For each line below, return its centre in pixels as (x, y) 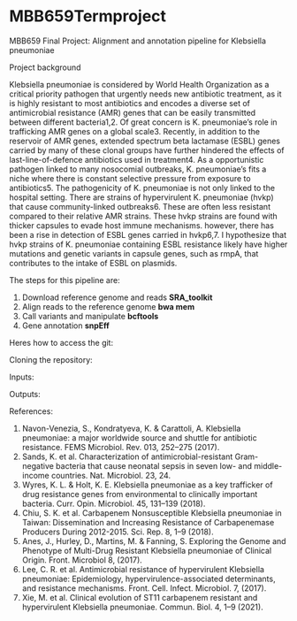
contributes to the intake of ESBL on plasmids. (93, 263)
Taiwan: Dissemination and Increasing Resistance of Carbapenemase (148, 522)
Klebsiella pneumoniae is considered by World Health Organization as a (139, 84)
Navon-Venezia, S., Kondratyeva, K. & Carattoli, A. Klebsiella (131, 428)
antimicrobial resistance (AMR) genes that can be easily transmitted (133, 112)
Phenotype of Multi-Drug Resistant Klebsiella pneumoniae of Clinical (147, 550)
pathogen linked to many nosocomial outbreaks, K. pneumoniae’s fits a (138, 169)
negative (38, 465)
